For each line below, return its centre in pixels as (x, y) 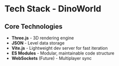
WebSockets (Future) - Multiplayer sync (52, 58)
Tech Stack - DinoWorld (53, 9)
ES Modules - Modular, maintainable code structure (63, 53)
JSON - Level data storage (38, 43)
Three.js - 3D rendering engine (43, 38)
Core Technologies (34, 27)
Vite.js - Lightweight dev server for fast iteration (59, 48)
